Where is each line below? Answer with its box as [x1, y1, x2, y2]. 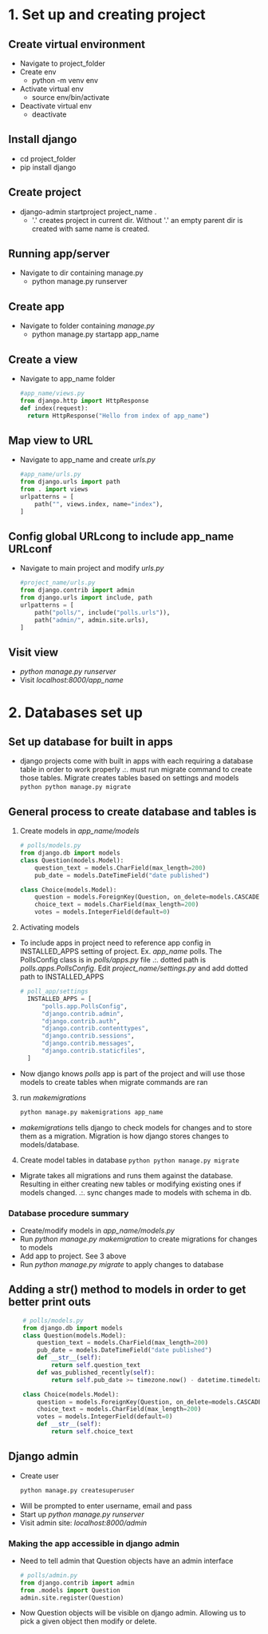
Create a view [8, 353, 78, 366]
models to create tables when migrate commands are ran [19, 1077, 208, 1086]
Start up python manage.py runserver [19, 1509, 145, 1519]
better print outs [8, 1295, 92, 1309]
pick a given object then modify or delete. [19, 1616, 157, 1626]
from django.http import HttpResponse [19, 397, 149, 405]
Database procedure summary [8, 1207, 129, 1218]
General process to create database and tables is [8, 805, 257, 819]
